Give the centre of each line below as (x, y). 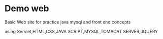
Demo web (27, 9)
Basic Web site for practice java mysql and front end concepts (68, 22)
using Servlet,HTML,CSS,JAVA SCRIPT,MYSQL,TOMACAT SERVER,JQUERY (81, 31)
